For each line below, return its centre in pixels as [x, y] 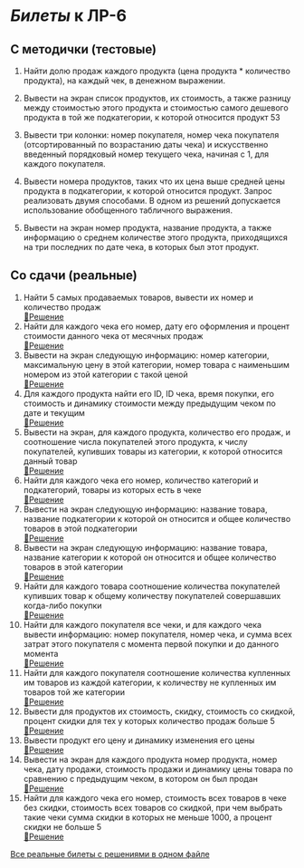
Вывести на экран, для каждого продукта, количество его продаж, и [157, 432]
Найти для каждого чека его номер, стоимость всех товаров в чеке [155, 797]
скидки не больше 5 [62, 826]
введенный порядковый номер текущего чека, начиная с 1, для [146, 154]
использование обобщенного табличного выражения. [128, 210]
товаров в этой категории [73, 566]
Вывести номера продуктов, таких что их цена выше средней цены [154, 181]
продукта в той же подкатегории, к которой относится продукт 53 [152, 117]
